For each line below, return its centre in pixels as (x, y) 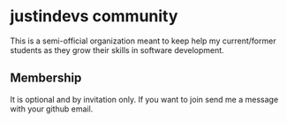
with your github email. (52, 109)
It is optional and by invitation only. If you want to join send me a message (144, 99)
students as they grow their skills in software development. (117, 50)
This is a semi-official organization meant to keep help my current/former (143, 41)
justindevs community (94, 16)
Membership (46, 78)
